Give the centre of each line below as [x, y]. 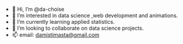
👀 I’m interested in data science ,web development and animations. [95, 15]
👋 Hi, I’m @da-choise [38, 9]
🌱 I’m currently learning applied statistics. [63, 22]
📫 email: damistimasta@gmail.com [56, 35]
